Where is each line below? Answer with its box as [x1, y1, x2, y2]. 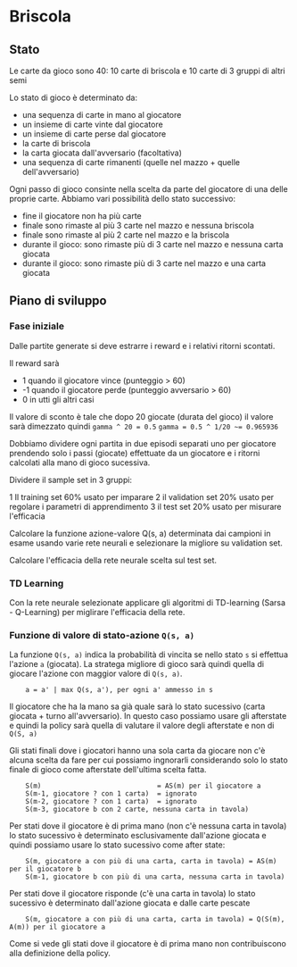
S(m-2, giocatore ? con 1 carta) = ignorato [25, 797, 198, 806]
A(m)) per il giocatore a [9, 922, 105, 932]
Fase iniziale [9, 320, 65, 332]
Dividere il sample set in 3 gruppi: [9, 474, 132, 485]
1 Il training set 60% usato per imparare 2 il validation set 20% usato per [9, 491, 275, 502]
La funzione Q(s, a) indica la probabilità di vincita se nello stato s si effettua [9, 649, 288, 660]
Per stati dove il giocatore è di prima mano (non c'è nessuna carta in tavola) [9, 821, 287, 831]
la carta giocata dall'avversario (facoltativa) [21, 147, 183, 158]
